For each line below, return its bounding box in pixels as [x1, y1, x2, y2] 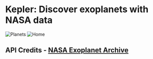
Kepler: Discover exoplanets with [5, 4, 149, 15]
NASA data [5, 14, 53, 26]
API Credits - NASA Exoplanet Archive [5, 46, 129, 54]
